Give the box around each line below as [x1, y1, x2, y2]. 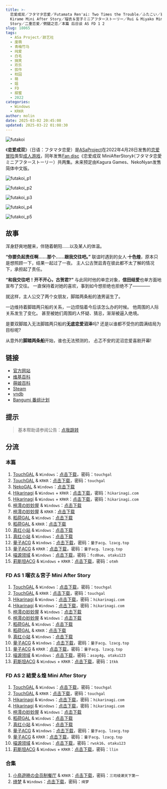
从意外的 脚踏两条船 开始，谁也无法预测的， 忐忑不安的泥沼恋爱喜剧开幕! [5, 338, 152, 344]
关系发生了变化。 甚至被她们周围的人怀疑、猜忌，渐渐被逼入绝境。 [5, 310, 142, 316]
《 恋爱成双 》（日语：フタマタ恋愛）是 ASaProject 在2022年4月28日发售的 [5, 146, 152, 152]
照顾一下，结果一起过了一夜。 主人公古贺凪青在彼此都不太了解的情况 [14, 260, 155, 266]
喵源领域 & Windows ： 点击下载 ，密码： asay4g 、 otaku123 [12, 652, 126, 658]
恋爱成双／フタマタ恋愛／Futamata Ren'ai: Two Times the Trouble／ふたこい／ [10, 12, 161, 17]
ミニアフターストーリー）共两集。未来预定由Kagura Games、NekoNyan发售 [5, 159, 162, 165]
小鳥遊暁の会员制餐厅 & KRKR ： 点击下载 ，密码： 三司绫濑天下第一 [12, 772, 139, 778]
